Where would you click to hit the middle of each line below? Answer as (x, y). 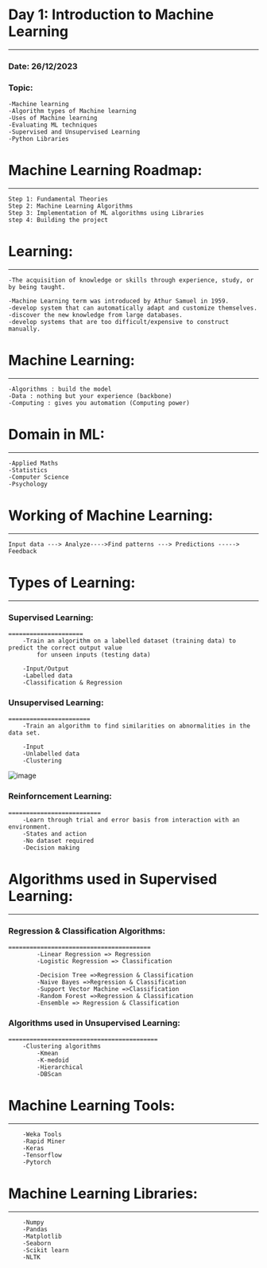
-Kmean (48, 1053)
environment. (30, 827)
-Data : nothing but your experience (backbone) (90, 396)
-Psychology (28, 484)
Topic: (21, 88)
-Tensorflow (42, 1156)
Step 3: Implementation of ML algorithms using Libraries (106, 213)
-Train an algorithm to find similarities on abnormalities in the (136, 726)
